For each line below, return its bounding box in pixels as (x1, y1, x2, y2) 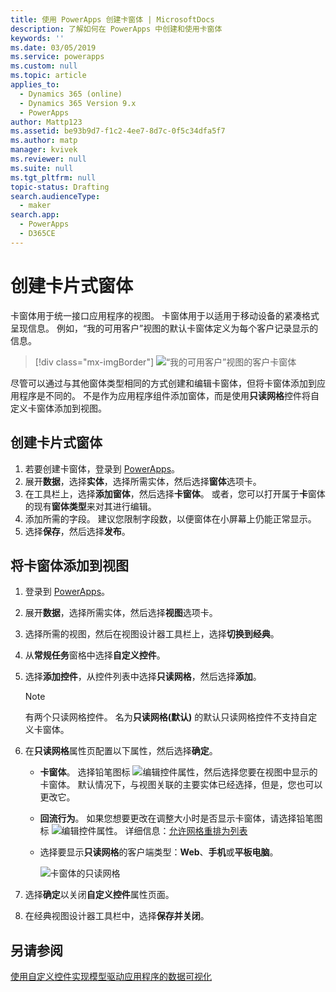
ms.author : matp (10, 136, 78, 146)
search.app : (10, 210, 60, 220)
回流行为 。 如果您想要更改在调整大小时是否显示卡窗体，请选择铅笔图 (39, 812, 323, 825)
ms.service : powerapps (10, 52, 105, 62)
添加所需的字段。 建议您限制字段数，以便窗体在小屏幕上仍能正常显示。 (24, 512, 317, 525)
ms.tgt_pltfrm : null (10, 172, 97, 183)
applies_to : (10, 80, 60, 90)
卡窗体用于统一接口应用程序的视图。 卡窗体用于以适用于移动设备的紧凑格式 (10, 309, 320, 321)
